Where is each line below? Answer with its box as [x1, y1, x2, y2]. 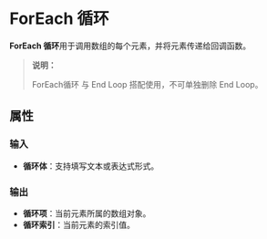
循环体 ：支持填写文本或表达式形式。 [22, 161, 159, 171]
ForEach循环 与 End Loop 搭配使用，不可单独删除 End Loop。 [31, 78, 263, 89]
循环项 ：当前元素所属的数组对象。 [22, 207, 151, 219]
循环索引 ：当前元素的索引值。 [22, 219, 135, 230]
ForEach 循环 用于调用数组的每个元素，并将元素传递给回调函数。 [9, 40, 252, 51]
